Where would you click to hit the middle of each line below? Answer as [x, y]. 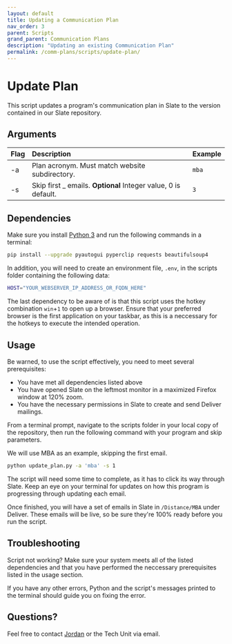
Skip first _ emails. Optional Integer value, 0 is [106, 185]
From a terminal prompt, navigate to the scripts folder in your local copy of [113, 425]
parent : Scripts [30, 33]
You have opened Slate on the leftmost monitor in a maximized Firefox [117, 390]
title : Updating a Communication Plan [63, 20]
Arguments [32, 134]
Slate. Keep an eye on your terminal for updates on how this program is [108, 486]
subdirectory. [54, 174]
